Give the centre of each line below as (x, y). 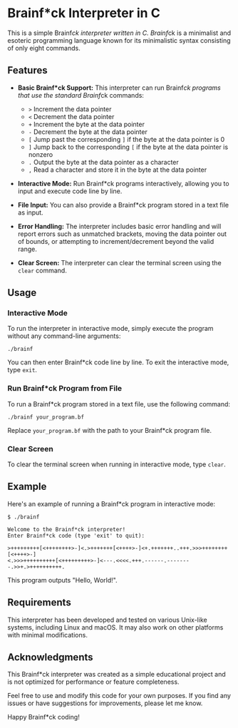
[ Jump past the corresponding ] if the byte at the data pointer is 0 (126, 139)
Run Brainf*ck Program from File (65, 389)
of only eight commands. (44, 48)
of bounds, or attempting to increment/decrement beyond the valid (116, 241)
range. (27, 249)
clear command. (42, 270)
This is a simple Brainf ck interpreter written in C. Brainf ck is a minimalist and (119, 33)
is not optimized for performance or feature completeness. (93, 682)
